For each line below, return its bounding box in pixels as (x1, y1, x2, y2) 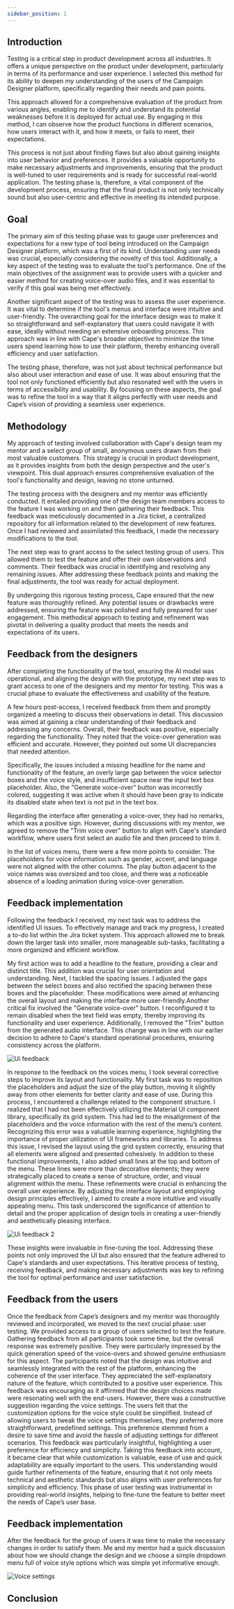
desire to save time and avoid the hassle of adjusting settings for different (7, 1431, 219, 1439)
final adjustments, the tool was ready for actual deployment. (7, 577, 180, 586)
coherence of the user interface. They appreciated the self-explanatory (7, 1371, 212, 1380)
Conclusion (7, 1592, 58, 1604)
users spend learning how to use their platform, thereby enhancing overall (7, 342, 219, 350)
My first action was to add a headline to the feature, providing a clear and (7, 959, 218, 967)
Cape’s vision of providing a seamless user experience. (7, 400, 166, 409)
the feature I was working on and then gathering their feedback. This (7, 505, 205, 513)
